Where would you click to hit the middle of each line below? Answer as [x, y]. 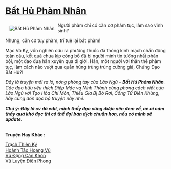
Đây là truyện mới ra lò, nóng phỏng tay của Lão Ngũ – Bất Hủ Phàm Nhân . [85, 82]
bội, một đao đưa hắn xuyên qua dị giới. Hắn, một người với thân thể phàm [83, 61]
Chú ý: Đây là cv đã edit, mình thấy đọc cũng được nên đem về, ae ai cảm [85, 108]
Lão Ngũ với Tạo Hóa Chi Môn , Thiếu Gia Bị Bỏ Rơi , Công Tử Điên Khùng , [82, 93]
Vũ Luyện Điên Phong [28, 161]
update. [14, 119]
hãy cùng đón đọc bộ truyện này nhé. [45, 98]
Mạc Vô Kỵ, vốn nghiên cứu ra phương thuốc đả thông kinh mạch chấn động [86, 50]
